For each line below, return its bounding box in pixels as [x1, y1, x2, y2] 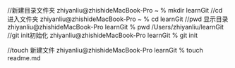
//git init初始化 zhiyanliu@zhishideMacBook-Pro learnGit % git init [7, 31, 198, 39]
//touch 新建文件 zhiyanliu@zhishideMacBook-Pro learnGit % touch [7, 46, 203, 54]
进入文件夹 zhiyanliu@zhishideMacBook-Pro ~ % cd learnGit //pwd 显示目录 [7, 15, 229, 23]
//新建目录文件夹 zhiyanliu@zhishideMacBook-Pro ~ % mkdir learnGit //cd [7, 6, 223, 14]
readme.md [7, 54, 41, 62]
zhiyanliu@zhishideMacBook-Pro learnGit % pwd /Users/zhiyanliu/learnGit [7, 23, 224, 31]
